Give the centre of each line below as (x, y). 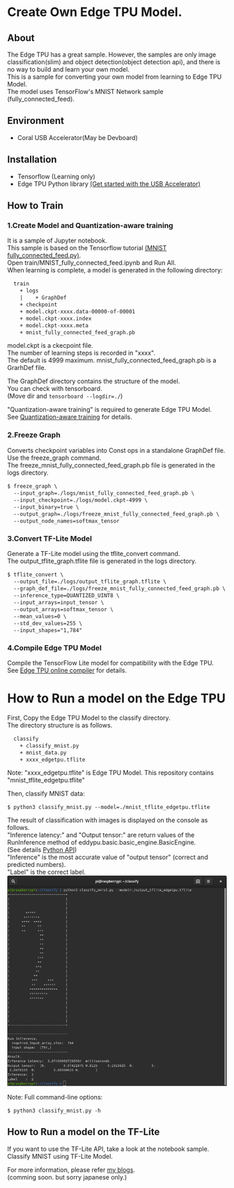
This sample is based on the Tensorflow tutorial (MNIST (87, 248)
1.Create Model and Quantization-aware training (90, 225)
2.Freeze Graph (34, 435)
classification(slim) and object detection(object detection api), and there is (114, 62)
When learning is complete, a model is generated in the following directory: (115, 270)
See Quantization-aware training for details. (70, 417)
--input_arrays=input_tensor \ (59, 602)
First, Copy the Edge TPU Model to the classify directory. (89, 718)
